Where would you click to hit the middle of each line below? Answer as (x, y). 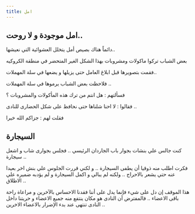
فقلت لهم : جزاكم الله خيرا (35, 118)
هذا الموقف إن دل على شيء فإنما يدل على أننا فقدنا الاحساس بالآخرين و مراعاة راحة (98, 192)
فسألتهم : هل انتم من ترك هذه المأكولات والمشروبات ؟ (66, 95)
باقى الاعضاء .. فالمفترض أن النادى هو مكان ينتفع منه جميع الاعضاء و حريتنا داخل (93, 198)
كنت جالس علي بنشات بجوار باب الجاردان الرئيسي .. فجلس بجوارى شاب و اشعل (94, 151)
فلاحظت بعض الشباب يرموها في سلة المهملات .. (59, 83)
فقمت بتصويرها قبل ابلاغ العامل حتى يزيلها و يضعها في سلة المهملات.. (81, 72)
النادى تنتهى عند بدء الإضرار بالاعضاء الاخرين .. (56, 205)
